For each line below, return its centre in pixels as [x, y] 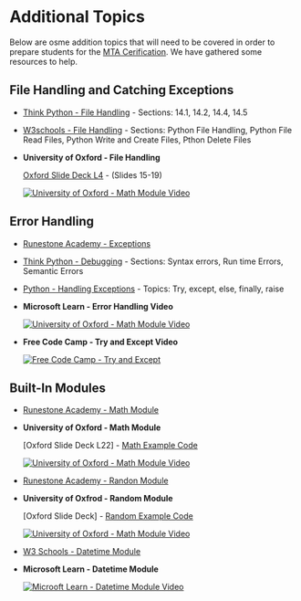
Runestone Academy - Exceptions [87, 243]
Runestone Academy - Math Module [91, 410]
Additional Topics [78, 17]
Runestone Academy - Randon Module [95, 480]
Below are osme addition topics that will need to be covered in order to [142, 42]
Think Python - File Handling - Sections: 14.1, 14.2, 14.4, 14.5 [135, 112]
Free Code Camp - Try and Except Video [100, 342]
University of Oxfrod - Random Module [98, 499]
